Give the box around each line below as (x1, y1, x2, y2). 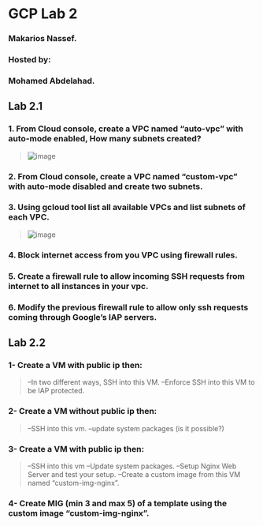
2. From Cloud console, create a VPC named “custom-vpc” (8, 171, 238, 182)
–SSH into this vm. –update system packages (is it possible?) (27, 423, 224, 433)
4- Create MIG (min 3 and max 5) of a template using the (8, 498, 228, 509)
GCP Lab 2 (8, 5, 78, 23)
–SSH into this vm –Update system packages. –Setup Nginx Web (27, 461, 237, 471)
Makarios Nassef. (8, 33, 77, 44)
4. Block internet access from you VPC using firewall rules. (8, 250, 238, 261)
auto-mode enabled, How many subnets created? (8, 133, 202, 145)
